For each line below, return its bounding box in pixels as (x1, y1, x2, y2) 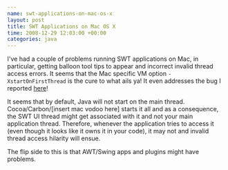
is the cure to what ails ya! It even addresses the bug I (67, 77, 221, 85)
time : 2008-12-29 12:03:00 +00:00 (7, 29, 107, 37)
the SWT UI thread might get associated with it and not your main (7, 112, 193, 121)
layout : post (7, 17, 45, 23)
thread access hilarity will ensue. (7, 134, 101, 142)
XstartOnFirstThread (7, 78, 67, 85)
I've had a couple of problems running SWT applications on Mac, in (7, 55, 199, 63)
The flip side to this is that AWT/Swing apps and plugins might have (7, 148, 199, 156)
